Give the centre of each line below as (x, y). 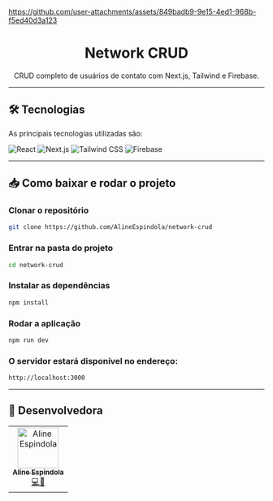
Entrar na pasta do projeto (61, 248)
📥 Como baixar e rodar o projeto (92, 183)
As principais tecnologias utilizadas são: (76, 133)
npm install (28, 302)
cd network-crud (36, 265)
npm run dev (28, 340)
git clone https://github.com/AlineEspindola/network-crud (110, 227)
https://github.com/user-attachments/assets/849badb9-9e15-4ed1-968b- (132, 12)
